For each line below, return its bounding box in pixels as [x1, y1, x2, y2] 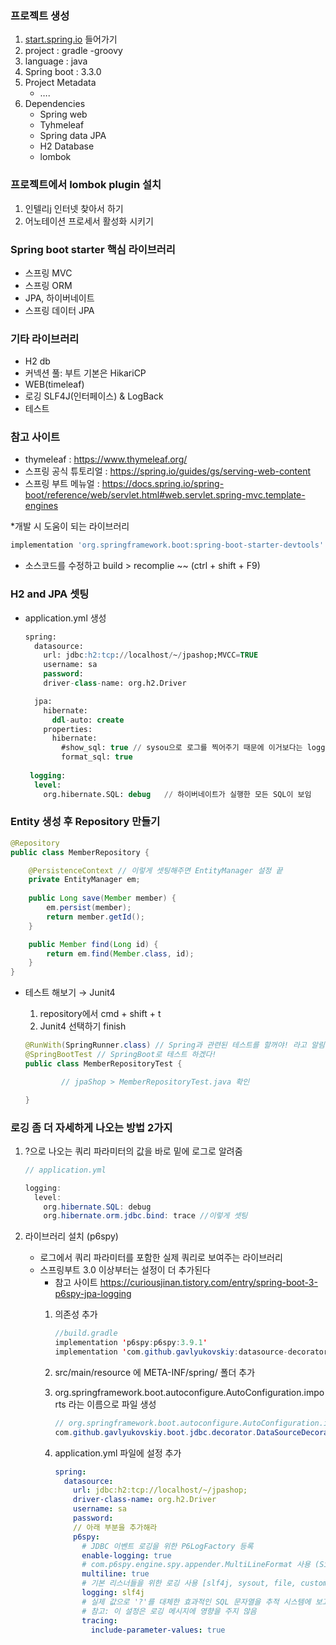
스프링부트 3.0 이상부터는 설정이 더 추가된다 [39, 1264, 211, 1276]
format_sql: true [61, 752, 133, 762]
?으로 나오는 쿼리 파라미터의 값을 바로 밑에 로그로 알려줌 [24, 1145, 243, 1157]
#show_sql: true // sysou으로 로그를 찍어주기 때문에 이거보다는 [61, 743, 303, 753]
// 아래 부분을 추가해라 [73, 1522, 158, 1532]
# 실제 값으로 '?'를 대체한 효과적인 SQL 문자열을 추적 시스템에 [81, 1597, 312, 1607]
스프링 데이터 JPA [24, 304, 95, 316]
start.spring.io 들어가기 [24, 33, 118, 46]
